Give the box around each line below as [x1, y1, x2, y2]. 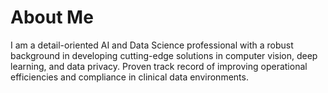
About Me [10, 6, 94, 29]
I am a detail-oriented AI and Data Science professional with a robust [10, 39, 294, 51]
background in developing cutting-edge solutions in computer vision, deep [10, 49, 318, 61]
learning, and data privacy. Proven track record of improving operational [10, 60, 308, 72]
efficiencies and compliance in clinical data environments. [10, 71, 249, 83]
